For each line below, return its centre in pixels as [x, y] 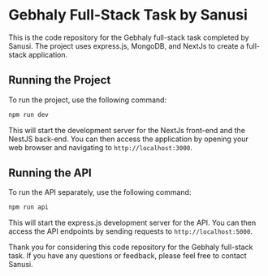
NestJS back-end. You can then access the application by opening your [129, 139]
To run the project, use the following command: [88, 100]
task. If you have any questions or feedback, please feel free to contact [128, 256]
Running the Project [60, 80]
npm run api [28, 207]
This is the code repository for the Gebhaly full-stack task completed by [129, 37]
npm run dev [28, 114]
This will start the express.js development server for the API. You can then [132, 223]
